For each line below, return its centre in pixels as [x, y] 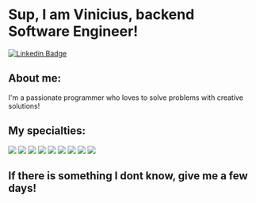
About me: [35, 78]
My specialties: [47, 131]
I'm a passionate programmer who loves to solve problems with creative [126, 98]
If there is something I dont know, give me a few [128, 176]
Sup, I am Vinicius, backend [101, 15]
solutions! [24, 105]
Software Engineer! [73, 31]
